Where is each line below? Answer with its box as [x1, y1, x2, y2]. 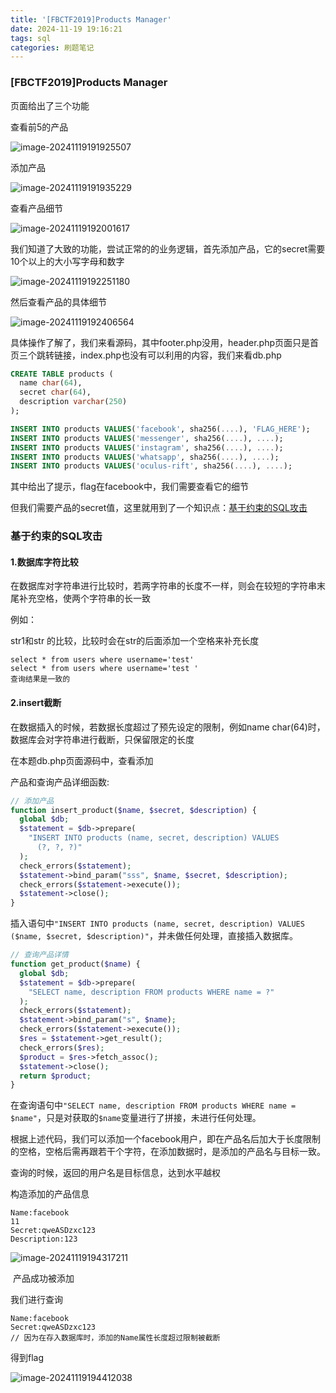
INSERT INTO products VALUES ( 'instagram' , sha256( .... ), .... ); [10, 442, 284, 453]
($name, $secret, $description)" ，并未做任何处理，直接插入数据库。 [10, 930, 298, 942]
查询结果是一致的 [10, 674, 71, 685]
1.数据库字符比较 [10, 556, 79, 568]
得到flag [10, 1352, 45, 1364]
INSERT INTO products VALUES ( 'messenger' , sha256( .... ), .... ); [10, 433, 284, 443]
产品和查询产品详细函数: [10, 776, 110, 788]
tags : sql [10, 33, 52, 43]
